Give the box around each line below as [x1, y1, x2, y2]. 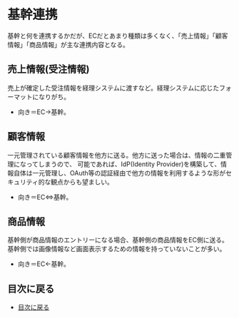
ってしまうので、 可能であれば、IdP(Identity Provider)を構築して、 [26, 160, 221, 168]
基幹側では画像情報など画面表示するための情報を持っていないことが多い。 [7, 245, 226, 253]
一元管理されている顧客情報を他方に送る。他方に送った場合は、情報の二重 [7, 150, 226, 159]
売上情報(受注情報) [7, 63, 90, 76]
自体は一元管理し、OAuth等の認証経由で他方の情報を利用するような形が [13, 168, 226, 177]
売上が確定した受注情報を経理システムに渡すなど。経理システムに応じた [7, 83, 220, 92]
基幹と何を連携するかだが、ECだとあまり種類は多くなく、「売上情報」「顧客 [7, 31, 228, 40]
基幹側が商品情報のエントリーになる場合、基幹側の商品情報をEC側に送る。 [7, 236, 228, 245]
